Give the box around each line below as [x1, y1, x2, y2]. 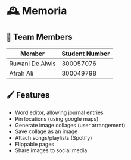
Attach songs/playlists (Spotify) [14, 134, 92, 141]
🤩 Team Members [6, 32, 73, 42]
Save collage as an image [14, 128, 78, 135]
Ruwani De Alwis [9, 59, 56, 68]
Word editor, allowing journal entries [14, 109, 104, 116]
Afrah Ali [9, 69, 34, 77]
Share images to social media [14, 146, 88, 154]
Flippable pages [14, 140, 55, 148]
